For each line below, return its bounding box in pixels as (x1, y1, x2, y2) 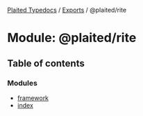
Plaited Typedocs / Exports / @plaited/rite (7, 6, 127, 14)
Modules (7, 78, 38, 88)
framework (17, 93, 49, 102)
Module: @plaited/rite (7, 30, 137, 46)
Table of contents (7, 57, 85, 69)
